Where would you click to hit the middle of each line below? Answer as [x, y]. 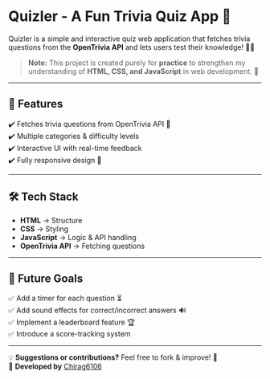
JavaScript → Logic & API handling [78, 237]
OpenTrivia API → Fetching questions [82, 246]
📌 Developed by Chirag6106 [55, 367]
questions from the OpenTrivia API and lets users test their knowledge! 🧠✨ [132, 47]
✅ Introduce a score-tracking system [70, 334]
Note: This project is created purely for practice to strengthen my [137, 63]
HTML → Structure [51, 220]
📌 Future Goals [46, 278]
